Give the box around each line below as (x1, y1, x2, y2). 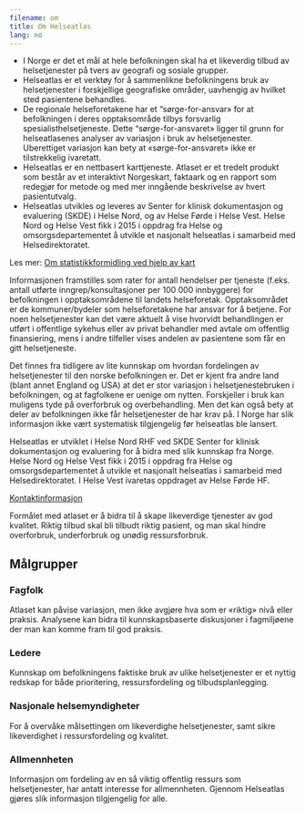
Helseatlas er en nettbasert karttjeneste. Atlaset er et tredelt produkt (22, 162, 280, 173)
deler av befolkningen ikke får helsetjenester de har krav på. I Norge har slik (9, 409, 294, 420)
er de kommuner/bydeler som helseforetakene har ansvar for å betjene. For (9, 304, 292, 315)
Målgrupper (9, 556, 78, 571)
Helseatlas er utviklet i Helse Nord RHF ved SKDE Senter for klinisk (9, 436, 259, 447)
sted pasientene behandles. (22, 94, 127, 105)
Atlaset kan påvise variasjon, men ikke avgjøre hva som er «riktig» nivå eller (9, 604, 293, 616)
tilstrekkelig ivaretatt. (22, 152, 102, 163)
